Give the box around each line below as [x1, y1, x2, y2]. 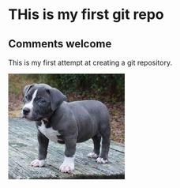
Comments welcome [8, 37, 112, 51]
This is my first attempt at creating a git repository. [8, 58, 172, 67]
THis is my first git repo [8, 6, 164, 24]
